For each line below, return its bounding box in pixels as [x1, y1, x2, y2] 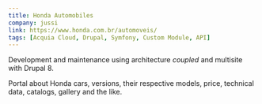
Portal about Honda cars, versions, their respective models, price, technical [8, 79, 255, 88]
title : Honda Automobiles [8, 11, 93, 20]
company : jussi [8, 19, 59, 27]
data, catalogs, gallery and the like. [8, 87, 123, 97]
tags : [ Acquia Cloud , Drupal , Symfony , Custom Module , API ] [8, 33, 211, 42]
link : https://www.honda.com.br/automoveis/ [8, 26, 158, 34]
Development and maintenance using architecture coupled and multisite [8, 55, 243, 65]
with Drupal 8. [8, 64, 54, 73]
